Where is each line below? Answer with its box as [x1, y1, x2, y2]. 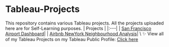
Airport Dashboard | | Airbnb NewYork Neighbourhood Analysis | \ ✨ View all [5, 30, 164, 36]
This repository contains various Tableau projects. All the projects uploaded [5, 20, 164, 26]
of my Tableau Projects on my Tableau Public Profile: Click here [5, 36, 138, 42]
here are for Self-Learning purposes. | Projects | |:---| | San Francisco [5, 25, 152, 31]
